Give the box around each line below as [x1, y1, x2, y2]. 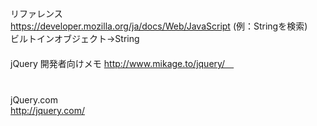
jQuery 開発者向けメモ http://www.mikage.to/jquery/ [10, 58, 226, 69]
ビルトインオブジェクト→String [10, 33, 140, 44]
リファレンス [10, 8, 63, 19]
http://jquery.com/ [10, 105, 86, 116]
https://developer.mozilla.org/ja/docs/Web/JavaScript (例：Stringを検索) [10, 20, 308, 32]
